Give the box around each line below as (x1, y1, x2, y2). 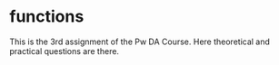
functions (9, 6, 85, 27)
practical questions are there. (9, 45, 120, 56)
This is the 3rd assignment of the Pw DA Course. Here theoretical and (9, 36, 271, 47)
